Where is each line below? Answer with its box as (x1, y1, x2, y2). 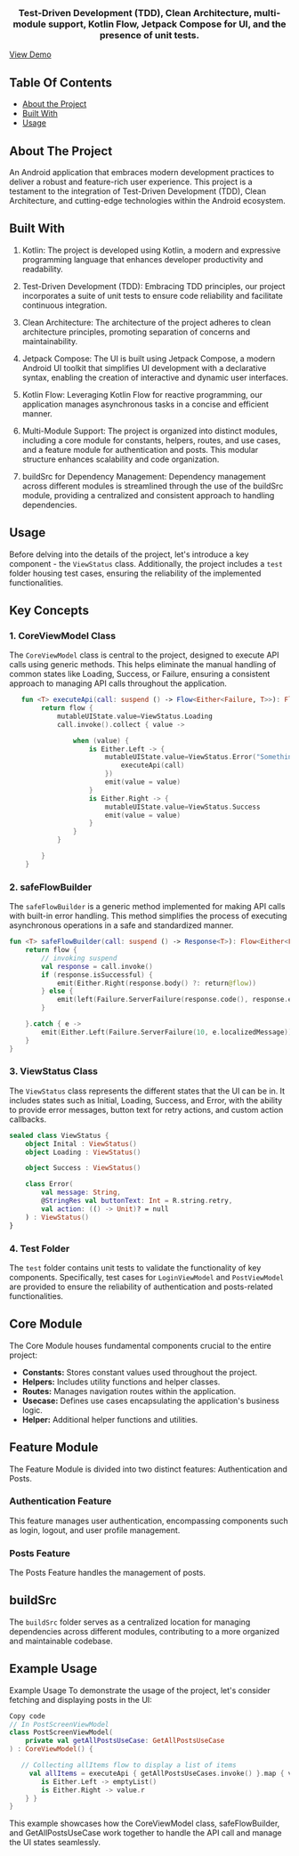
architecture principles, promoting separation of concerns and (21, 327, 251, 337)
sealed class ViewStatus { (9, 1131, 109, 1140)
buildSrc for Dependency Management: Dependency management (21, 471, 266, 481)
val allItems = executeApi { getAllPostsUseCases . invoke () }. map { (28, 1769, 285, 1778)
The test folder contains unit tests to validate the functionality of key (9, 1262, 262, 1273)
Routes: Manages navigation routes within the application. (21, 1385, 237, 1396)
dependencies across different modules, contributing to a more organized (9, 1626, 280, 1636)
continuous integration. (21, 300, 108, 311)
